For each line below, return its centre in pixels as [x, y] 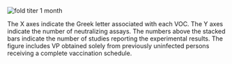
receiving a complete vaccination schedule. [70, 53]
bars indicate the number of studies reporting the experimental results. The [115, 39]
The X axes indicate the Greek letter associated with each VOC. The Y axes [115, 24]
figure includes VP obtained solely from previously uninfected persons [108, 46]
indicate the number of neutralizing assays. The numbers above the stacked [116, 31]
